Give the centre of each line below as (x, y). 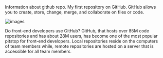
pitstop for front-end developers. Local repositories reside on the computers (81, 41)
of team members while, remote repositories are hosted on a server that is (80, 46)
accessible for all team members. (38, 51)
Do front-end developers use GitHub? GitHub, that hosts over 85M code (77, 31)
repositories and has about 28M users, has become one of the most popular (81, 36)
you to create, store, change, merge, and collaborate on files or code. (75, 12)
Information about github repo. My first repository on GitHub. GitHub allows (81, 7)
